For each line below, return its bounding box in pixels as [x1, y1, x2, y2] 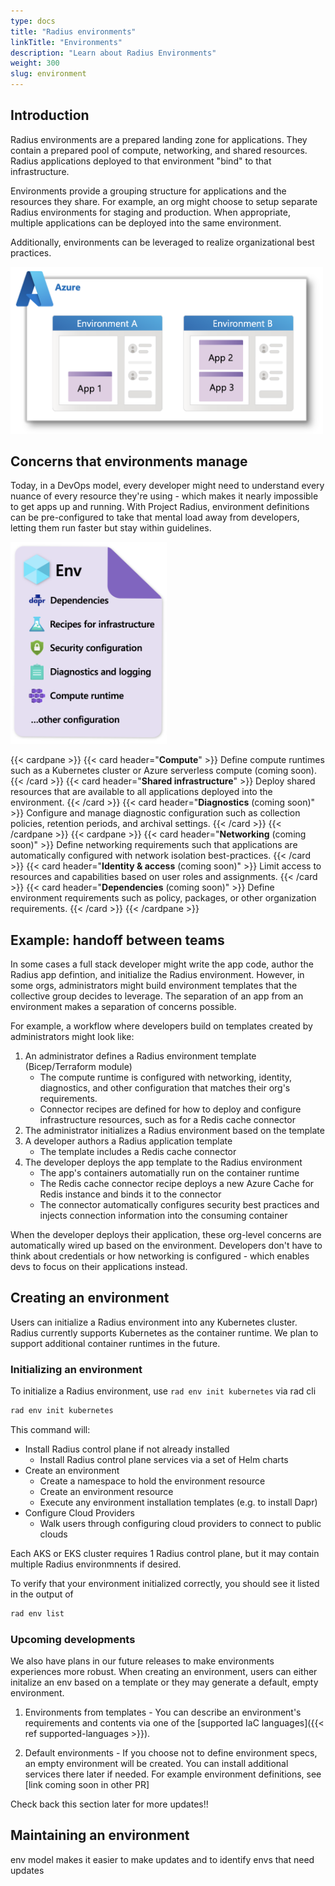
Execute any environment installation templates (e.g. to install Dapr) [39, 1496, 318, 1508]
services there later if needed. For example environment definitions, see [24, 1768, 322, 1780]
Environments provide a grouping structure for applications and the [10, 185, 287, 197]
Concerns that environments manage [10, 453, 248, 470]
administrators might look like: [10, 1030, 135, 1042]
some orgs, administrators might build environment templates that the [10, 979, 298, 991]
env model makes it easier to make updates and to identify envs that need [10, 1853, 315, 1865]
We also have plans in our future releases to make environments [10, 1655, 275, 1667]
